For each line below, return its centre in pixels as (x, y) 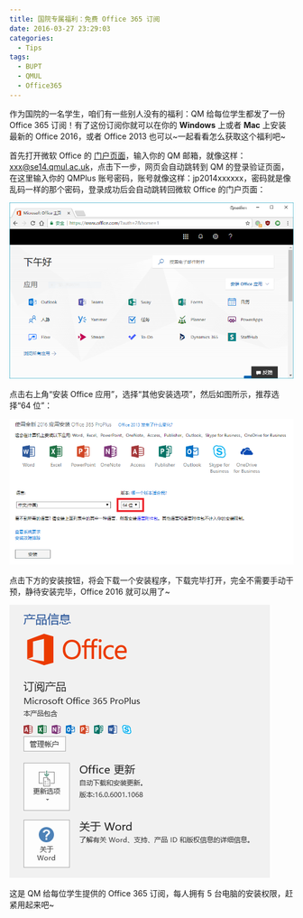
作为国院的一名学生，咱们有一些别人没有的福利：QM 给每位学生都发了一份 (147, 114)
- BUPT (30, 67)
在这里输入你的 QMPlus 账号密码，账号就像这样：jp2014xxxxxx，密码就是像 (150, 178)
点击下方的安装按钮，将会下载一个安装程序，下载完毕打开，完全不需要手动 (147, 580)
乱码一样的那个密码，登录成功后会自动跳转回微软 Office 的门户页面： (138, 189)
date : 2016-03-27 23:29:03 (60, 28)
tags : (19, 57)
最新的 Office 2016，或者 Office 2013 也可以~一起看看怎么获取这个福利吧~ (147, 136)
